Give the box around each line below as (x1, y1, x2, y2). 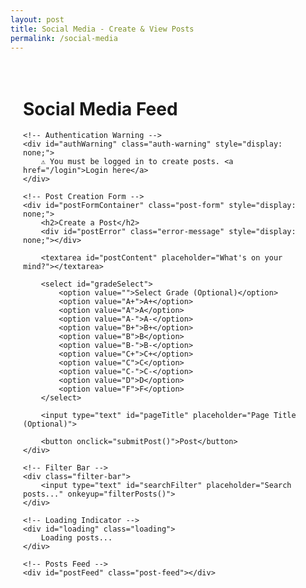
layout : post (10, 14, 65, 25)
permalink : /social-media (10, 33, 118, 43)
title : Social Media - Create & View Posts (10, 24, 195, 34)
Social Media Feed (23, 97, 178, 120)
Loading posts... (40, 533, 113, 543)
